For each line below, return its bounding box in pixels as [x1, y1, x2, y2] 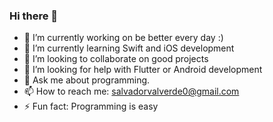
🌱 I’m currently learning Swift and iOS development [23, 42, 235, 54]
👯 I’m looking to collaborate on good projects [23, 53, 209, 65]
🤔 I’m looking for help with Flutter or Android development [23, 64, 263, 76]
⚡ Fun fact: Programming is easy [23, 100, 159, 113]
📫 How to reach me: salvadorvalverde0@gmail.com [23, 85, 240, 98]
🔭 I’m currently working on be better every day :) [23, 32, 224, 44]
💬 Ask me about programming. [23, 74, 151, 86]
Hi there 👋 [9, 9, 59, 23]
